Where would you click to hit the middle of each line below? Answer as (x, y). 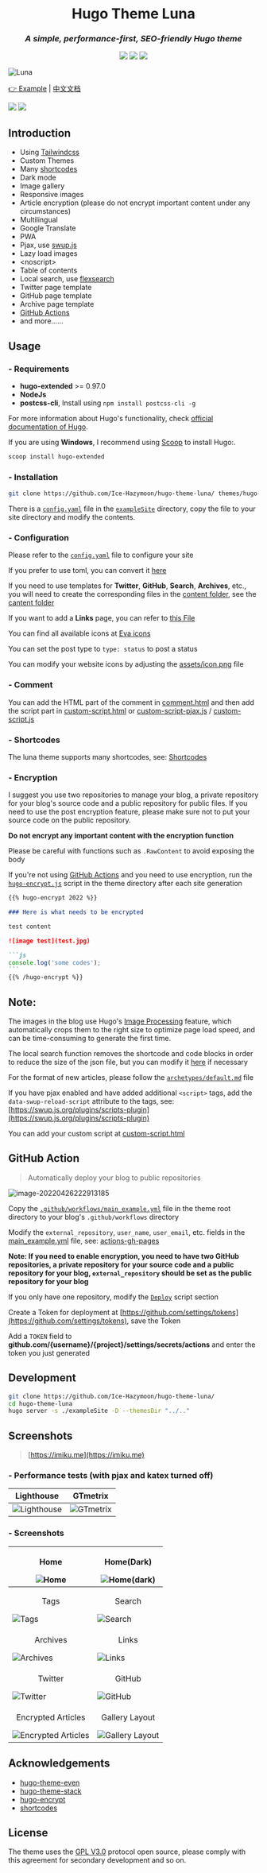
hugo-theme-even (50, 1782)
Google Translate (48, 228)
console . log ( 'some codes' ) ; (55, 962)
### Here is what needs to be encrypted (76, 912)
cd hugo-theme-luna (41, 1403)
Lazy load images (48, 253)
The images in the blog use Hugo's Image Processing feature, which (120, 1021)
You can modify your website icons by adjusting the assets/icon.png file (126, 664)
